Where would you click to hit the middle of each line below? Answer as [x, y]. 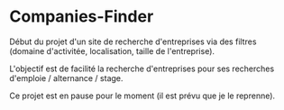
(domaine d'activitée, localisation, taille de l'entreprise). [112, 50]
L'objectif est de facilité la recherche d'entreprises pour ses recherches [142, 69]
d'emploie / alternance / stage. [66, 78]
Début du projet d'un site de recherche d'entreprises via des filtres [133, 41]
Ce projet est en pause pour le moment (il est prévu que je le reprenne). [142, 96]
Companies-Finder [82, 17]
